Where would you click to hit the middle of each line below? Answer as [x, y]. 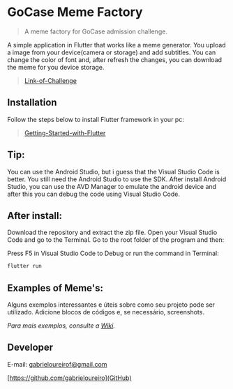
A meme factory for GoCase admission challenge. [96, 31]
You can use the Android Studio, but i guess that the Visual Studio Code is [113, 171]
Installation [32, 103]
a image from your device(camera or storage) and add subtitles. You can [112, 52]
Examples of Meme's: [55, 288]
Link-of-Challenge [50, 80]
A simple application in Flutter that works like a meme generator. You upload [116, 45]
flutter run [24, 266]
